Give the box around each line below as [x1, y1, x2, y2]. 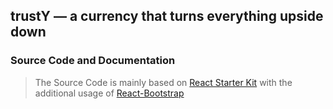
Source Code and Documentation [10, 54, 176, 68]
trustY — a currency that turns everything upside [10, 8, 324, 25]
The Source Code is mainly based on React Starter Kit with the [34, 76, 293, 88]
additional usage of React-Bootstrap [34, 87, 185, 99]
